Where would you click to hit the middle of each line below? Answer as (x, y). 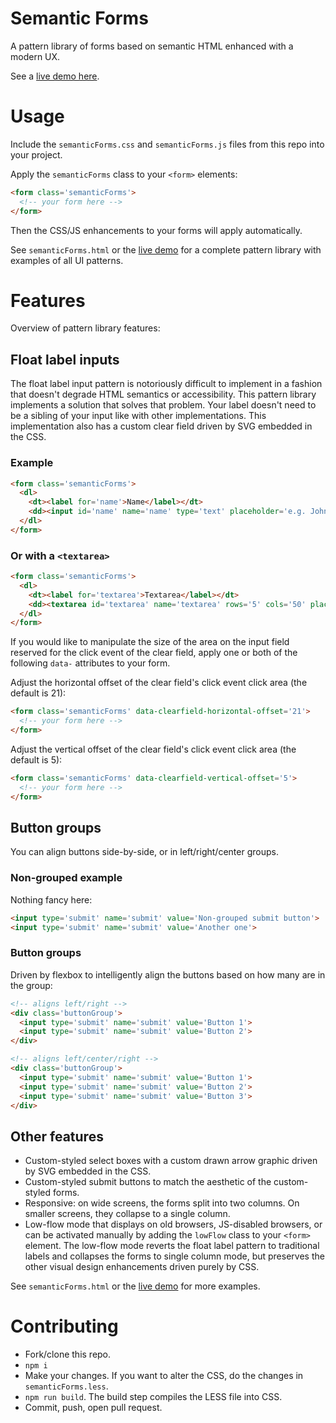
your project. (36, 154)
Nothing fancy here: (51, 899)
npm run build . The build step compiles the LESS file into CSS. (153, 1397)
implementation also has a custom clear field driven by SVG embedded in (161, 426)
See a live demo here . (55, 76)
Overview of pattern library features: (85, 328)
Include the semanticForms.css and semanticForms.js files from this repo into (167, 144)
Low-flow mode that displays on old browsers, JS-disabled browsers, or (173, 1224)
